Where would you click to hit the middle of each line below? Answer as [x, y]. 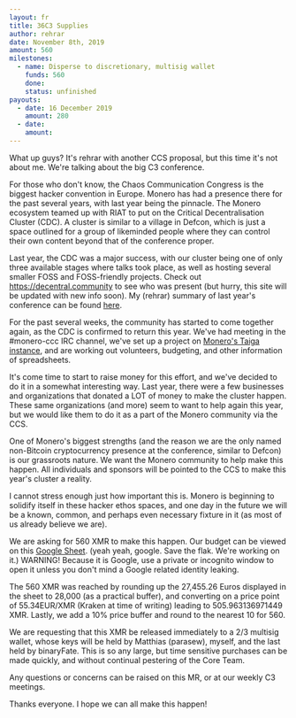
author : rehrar [37, 34]
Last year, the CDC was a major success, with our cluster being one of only [146, 258]
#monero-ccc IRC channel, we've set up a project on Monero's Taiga [135, 341]
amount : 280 [47, 116]
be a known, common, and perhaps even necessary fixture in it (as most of [146, 514]
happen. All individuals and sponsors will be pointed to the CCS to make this [148, 469]
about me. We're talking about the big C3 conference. [107, 167]
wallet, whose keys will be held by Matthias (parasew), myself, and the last [145, 641]
